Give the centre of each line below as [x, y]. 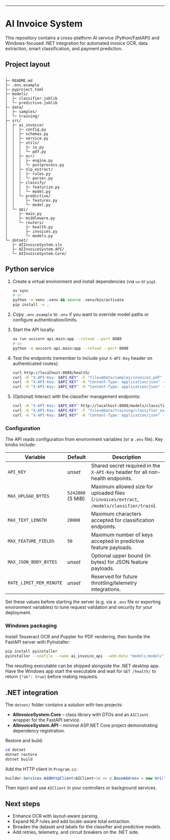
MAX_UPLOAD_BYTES [29, 496]
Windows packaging [31, 626]
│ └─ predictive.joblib [31, 103]
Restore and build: [24, 740]
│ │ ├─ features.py [31, 200]
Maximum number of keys [122, 535]
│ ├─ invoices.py [31, 231]
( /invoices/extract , [115, 499]
